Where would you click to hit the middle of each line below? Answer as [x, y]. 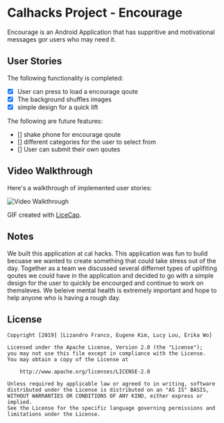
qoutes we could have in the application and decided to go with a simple [110, 275]
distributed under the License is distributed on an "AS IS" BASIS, [108, 390]
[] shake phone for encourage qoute [69, 134]
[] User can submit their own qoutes [69, 149]
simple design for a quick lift [58, 107]
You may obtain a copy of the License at [68, 360]
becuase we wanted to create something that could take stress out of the [112, 260]
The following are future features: [55, 121]
